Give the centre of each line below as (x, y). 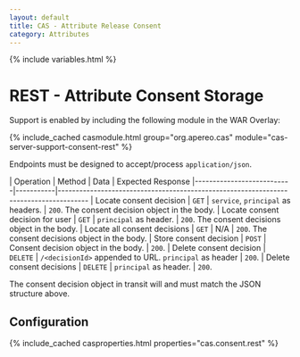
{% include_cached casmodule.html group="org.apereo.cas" (121, 137)
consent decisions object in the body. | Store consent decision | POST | (138, 238)
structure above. (39, 294)
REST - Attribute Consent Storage (137, 95)
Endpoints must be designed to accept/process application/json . (131, 164)
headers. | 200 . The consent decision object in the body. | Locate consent (144, 210)
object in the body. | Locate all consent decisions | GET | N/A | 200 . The (138, 229)
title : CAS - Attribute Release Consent (86, 26)
